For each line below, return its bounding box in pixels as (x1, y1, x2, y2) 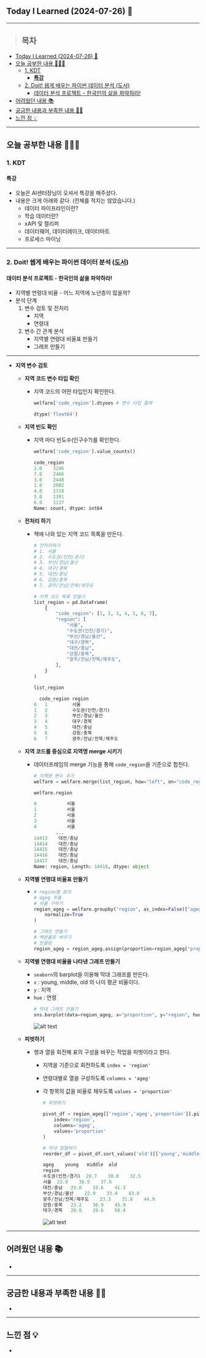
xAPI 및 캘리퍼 (24, 220, 59, 227)
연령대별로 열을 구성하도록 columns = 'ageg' (42, 1075, 151, 1082)
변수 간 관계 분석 (24, 328, 64, 335)
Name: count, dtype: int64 (33, 505, 103, 511)
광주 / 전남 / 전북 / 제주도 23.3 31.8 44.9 (42, 1196, 155, 1202)
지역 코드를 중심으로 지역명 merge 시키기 (24, 747, 123, 755)
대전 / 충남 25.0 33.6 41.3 (42, 1184, 126, 1191)
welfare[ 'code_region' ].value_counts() (33, 449, 136, 455)
